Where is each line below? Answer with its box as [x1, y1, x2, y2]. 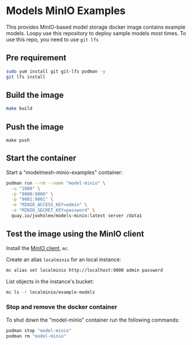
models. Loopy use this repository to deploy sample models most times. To [6, 29, 187, 36]
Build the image [6, 90, 64, 100]
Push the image [6, 122, 64, 132]
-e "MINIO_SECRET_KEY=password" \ [11, 207, 95, 213]
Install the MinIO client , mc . [6, 244, 69, 251]
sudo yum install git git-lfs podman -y [6, 69, 106, 74]
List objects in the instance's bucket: [6, 278, 95, 285]
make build [6, 105, 33, 112]
